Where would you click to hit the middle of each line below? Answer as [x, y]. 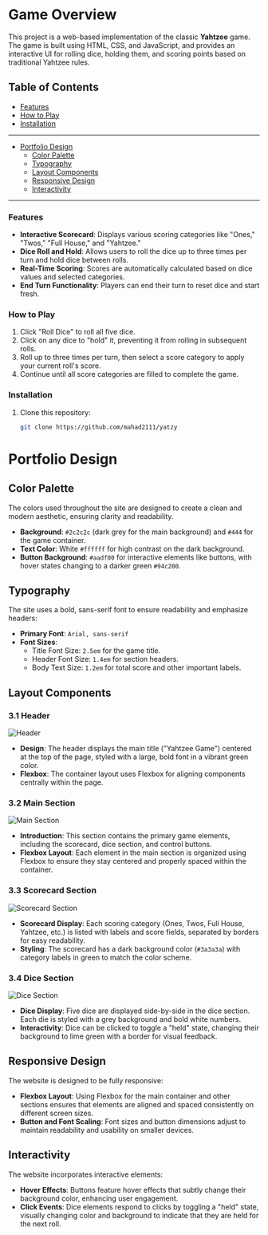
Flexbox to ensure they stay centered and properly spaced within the [133, 861]
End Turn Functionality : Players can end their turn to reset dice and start [140, 286]
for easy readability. [53, 940]
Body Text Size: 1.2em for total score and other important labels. [136, 667]
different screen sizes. [57, 1113]
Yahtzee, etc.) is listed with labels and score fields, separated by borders [139, 932]
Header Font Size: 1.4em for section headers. [105, 659]
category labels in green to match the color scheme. [106, 957]
